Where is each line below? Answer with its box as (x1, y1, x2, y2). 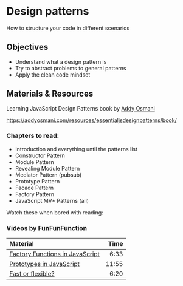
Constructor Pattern (15, 152, 66, 159)
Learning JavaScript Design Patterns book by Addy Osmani (6, 104, 155, 112)
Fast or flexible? (9, 270, 55, 278)
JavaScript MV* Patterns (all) (15, 197, 89, 204)
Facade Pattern (15, 184, 54, 191)
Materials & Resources (6, 89, 94, 99)
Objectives (6, 42, 49, 52)
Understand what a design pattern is (15, 58, 107, 65)
